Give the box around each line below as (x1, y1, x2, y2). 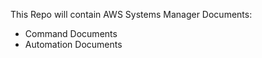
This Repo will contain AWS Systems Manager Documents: (10, 9, 253, 20)
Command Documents (24, 28, 118, 39)
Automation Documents (24, 39, 123, 50)
